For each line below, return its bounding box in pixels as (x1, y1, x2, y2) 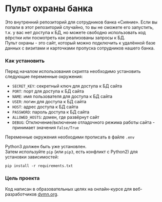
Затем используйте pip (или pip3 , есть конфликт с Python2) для (5, 149, 138, 155)
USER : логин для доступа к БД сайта (12, 99, 87, 105)
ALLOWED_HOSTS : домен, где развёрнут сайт (12, 114, 100, 120)
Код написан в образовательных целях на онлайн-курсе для (5, 186, 132, 192)
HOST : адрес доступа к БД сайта (12, 104, 79, 110)
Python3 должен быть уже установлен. (5, 144, 87, 150)
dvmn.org (38, 191, 58, 197)
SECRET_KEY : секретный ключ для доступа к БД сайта (12, 83, 122, 89)
